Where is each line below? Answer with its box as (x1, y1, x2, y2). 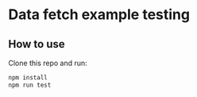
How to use (8, 37, 65, 51)
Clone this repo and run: (8, 58, 87, 68)
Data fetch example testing (8, 6, 191, 24)
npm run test (8, 81, 52, 89)
